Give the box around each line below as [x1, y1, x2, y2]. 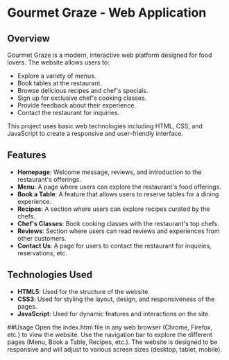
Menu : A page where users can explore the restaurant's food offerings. [17, 182, 222, 191]
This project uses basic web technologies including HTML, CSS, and [7, 122, 203, 130]
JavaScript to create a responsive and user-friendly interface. [7, 130, 184, 137]
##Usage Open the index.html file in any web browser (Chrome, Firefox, [7, 323, 213, 331]
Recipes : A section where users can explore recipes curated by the [17, 205, 210, 213]
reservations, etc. [17, 248, 68, 257]
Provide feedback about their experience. [17, 101, 137, 109]
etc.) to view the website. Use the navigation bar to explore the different [7, 330, 213, 338]
